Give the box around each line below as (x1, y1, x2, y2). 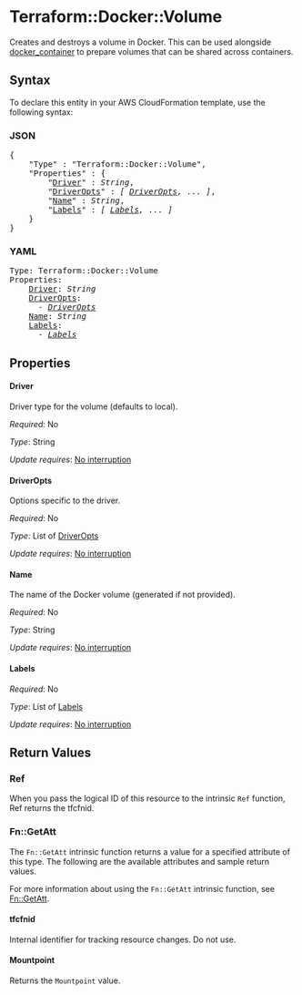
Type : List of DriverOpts (9, 530, 99, 541)
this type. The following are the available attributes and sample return (9, 856, 270, 867)
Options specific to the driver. (9, 495, 121, 507)
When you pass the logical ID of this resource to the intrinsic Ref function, (9, 793, 286, 804)
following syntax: (9, 107, 74, 118)
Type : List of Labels (9, 701, 84, 712)
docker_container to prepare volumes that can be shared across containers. (9, 46, 294, 56)
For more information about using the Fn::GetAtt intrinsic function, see (9, 883, 276, 894)
